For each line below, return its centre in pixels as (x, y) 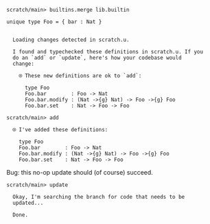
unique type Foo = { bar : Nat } (54, 22)
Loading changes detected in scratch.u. (71, 40)
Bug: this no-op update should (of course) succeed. (80, 172)
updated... (28, 203)
